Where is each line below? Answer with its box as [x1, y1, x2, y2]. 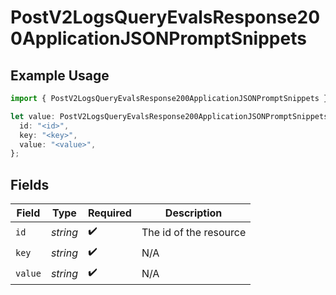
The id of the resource [141, 225, 247, 239]
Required [87, 206, 132, 220]
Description [164, 206, 223, 220]
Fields [10, 176, 50, 193]
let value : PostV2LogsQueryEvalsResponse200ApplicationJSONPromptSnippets [10, 111, 329, 121]
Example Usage [10, 67, 110, 84]
